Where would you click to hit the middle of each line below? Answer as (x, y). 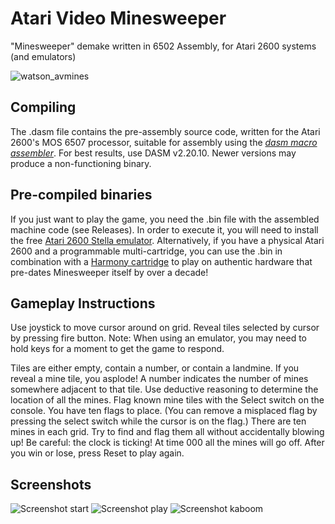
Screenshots (51, 484)
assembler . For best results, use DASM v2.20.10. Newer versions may (153, 153)
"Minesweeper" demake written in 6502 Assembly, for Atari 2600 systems (163, 46)
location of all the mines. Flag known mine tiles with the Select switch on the (167, 400)
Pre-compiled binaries (81, 195)
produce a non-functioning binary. (81, 163)
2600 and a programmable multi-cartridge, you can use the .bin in (146, 251)
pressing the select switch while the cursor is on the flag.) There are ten (158, 421)
